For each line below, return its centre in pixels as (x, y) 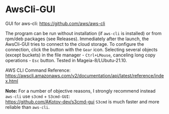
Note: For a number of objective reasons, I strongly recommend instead (80, 91)
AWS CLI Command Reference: (38, 70)
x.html (12, 81)
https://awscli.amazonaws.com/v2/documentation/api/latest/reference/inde (85, 75)
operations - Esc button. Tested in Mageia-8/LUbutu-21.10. (66, 60)
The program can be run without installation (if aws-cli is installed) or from (83, 33)
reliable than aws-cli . (27, 107)
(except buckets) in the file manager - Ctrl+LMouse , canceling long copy (80, 55)
